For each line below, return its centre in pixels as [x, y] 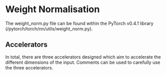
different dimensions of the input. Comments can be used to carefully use [83, 62]
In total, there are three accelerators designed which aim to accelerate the [83, 57]
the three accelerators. [29, 67]
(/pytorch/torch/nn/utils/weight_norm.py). [49, 28]
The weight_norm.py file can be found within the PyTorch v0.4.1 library [79, 23]
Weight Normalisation [53, 9]
